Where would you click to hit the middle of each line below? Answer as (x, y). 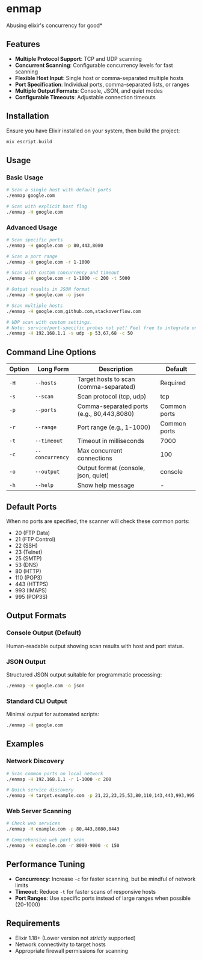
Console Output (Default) (44, 633)
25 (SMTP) (28, 558)
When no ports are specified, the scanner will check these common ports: (98, 521)
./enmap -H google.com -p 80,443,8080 (55, 246)
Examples (25, 744)
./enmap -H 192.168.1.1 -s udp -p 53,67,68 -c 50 (70, 333)
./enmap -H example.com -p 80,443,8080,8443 (63, 829)
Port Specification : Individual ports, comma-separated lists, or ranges (102, 84)
